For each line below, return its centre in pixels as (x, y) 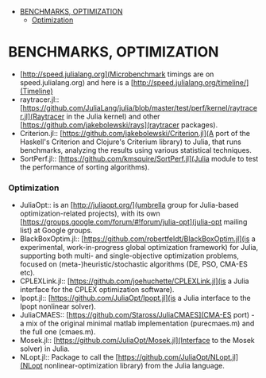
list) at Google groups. (56, 231)
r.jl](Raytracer (42, 116)
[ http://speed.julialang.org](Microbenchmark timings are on (117, 74)
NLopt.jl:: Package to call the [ (69, 357)
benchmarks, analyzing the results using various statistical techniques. (136, 150)
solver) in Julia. (44, 349)
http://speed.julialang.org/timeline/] (191, 82)
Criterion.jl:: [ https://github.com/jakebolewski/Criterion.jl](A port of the (135, 133)
